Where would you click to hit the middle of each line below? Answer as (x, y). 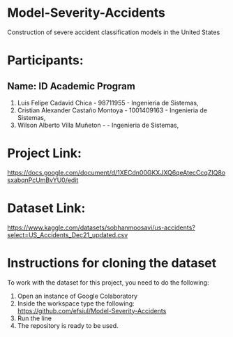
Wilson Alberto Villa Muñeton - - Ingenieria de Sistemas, (98, 125)
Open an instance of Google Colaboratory (77, 296)
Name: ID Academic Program (72, 86)
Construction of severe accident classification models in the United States (114, 32)
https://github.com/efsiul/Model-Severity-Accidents (92, 310)
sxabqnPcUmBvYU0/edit (43, 180)
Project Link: (45, 153)
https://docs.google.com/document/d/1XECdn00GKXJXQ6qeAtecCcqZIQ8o (116, 172)
